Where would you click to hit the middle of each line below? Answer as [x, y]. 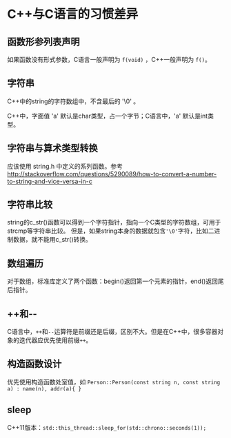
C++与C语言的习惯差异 [73, 14]
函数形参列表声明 [43, 42]
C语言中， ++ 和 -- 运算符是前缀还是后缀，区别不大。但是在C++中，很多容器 [112, 332]
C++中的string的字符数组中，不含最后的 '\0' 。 [73, 101]
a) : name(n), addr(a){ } [44, 389]
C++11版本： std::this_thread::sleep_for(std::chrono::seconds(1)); [107, 427]
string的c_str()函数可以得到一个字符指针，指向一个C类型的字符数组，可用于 [114, 222]
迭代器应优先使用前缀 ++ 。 [56, 340]
